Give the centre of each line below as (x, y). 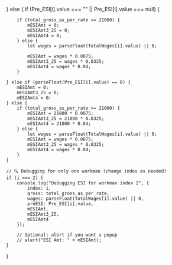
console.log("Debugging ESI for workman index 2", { (83, 183)
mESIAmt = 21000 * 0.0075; (61, 113)
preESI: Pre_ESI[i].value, (61, 204)
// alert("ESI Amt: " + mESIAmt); (59, 240)
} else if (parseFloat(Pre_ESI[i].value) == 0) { (69, 82)
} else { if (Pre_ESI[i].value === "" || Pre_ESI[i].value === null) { (83, 9)
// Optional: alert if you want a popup (67, 235)
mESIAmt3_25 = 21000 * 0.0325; (66, 119)
